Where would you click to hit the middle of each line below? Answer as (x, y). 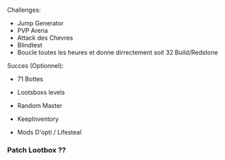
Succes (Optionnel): (35, 66)
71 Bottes (30, 79)
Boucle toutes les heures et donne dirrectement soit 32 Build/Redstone (117, 52)
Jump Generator (40, 23)
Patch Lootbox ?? (37, 150)
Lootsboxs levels (41, 92)
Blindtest (30, 45)
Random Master (40, 105)
